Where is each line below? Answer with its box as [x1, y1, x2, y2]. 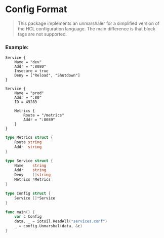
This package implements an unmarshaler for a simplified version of [17, 20, 159, 26]
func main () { [5, 209, 35, 215]
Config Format [5, 4, 67, 15]
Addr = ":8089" [23, 117, 56, 123]
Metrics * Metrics [14, 177, 51, 182]
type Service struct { [5, 158, 53, 163]
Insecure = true [14, 68, 49, 74]
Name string [14, 163, 47, 168]
